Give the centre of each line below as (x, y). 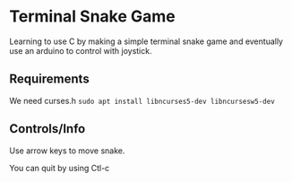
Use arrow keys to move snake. (67, 151)
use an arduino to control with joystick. (81, 50)
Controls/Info (47, 129)
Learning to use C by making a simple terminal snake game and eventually (146, 41)
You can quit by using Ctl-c (60, 168)
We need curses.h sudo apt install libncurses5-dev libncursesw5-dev (142, 100)
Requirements (49, 79)
